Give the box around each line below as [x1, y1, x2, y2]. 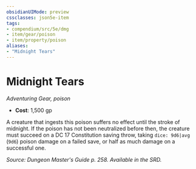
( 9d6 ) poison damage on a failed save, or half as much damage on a [6, 137, 175, 145]
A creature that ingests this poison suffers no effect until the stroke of [6, 118, 180, 125]
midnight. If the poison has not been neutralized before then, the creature [6, 125, 190, 132]
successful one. [6, 144, 47, 151]
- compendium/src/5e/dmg [6, 26, 69, 32]
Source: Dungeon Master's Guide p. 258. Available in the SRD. [6, 156, 162, 163]
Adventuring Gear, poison [6, 95, 71, 102]
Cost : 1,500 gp [15, 106, 53, 114]
